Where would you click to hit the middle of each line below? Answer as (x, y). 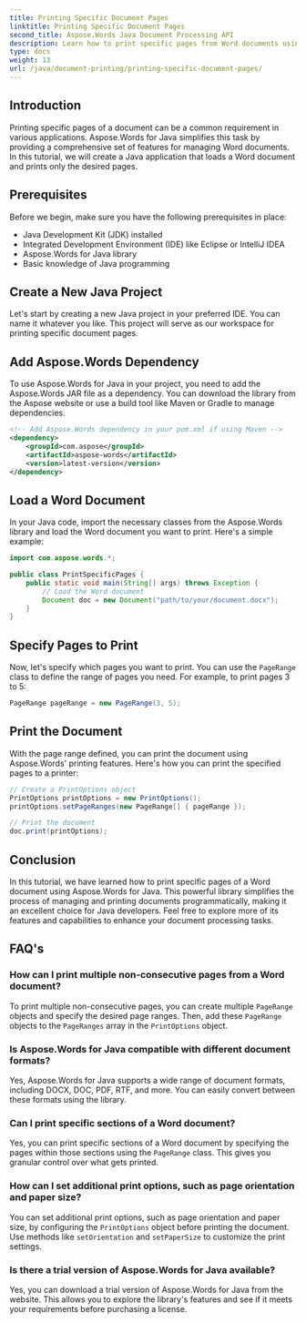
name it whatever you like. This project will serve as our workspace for (142, 323)
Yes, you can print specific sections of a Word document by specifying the (149, 1143)
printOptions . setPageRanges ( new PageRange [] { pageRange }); (128, 807)
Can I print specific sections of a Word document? (122, 1123)
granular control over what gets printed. (84, 1163)
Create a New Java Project (86, 292)
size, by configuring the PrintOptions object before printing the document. (149, 1226)
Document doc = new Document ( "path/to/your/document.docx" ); (161, 600)
